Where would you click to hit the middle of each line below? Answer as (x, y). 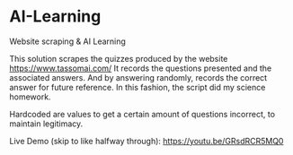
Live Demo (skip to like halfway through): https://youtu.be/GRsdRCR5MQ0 (146, 141)
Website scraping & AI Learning (67, 41)
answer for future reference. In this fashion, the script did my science (138, 87)
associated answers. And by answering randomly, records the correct (138, 77)
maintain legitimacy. (46, 124)
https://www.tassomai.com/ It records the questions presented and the (141, 68)
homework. (30, 97)
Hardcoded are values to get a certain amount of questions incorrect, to (142, 114)
